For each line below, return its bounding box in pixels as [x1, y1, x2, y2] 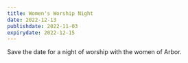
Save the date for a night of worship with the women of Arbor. [7, 48, 182, 56]
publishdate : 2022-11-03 [7, 23, 78, 29]
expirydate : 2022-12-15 [7, 29, 75, 36]
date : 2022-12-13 [7, 16, 57, 23]
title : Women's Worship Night [7, 10, 94, 17]
